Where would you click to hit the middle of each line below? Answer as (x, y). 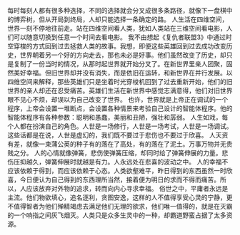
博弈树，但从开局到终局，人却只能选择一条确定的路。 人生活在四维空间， (121, 19)
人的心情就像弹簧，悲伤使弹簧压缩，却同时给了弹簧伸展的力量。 (128, 153)
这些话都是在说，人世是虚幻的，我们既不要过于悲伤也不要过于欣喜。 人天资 (118, 135)
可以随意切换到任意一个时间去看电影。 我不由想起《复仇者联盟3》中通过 (120, 37)
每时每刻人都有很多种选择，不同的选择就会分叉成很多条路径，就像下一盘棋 (117, 10)
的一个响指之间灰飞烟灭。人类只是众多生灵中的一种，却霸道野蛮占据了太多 (117, 215)
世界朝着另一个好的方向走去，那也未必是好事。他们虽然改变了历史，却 (123, 55)
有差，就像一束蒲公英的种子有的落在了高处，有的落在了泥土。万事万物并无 (117, 144)
